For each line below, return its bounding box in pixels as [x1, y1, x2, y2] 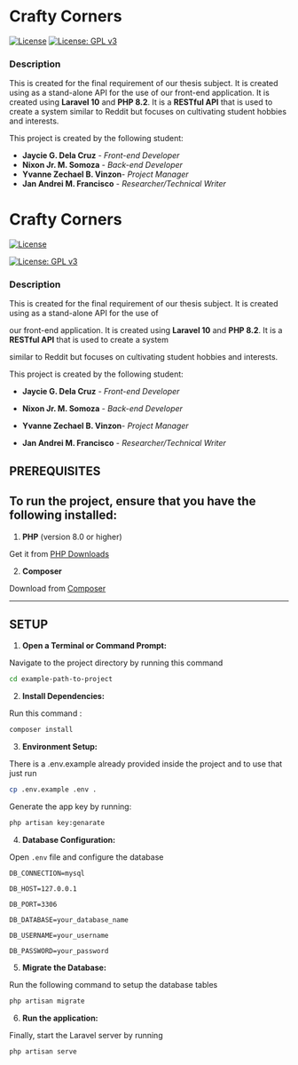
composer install [9, 726, 74, 735]
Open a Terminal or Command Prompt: [21, 640, 167, 651]
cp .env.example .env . [9, 785, 98, 794]
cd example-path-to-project [9, 675, 114, 684]
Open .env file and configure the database [9, 851, 164, 862]
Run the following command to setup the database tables [9, 979, 218, 989]
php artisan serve [9, 1046, 77, 1056]
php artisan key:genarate [9, 819, 105, 828]
